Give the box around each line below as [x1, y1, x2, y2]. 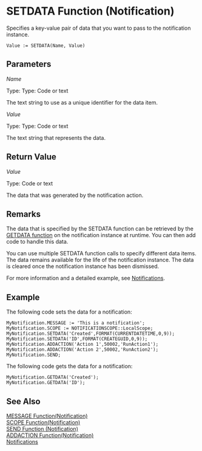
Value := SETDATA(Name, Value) [6, 43, 86, 49]
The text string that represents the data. [6, 134, 106, 141]
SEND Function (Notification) [6, 425, 79, 432]
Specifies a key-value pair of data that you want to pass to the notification [6, 24, 191, 32]
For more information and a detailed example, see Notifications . [6, 275, 166, 282]
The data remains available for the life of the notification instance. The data [6, 256, 194, 264]
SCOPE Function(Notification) [6, 419, 81, 426]
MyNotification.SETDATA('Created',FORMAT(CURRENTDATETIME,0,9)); [6, 331, 175, 337]
